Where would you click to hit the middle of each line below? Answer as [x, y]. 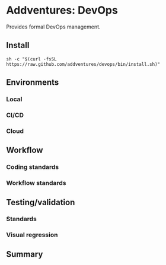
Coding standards [33, 167]
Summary [25, 254]
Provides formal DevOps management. [53, 27]
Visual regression [32, 235]
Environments [33, 83]
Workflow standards [36, 183]
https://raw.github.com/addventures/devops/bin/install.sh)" [83, 64]
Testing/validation [41, 202]
